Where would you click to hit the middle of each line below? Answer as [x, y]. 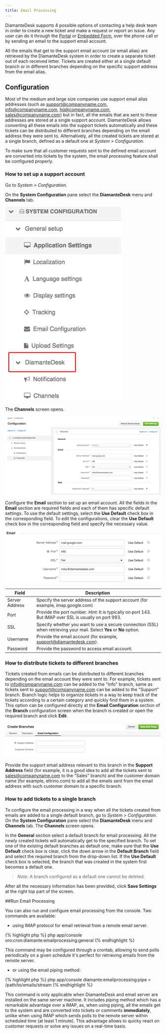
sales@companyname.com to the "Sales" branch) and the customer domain [83, 776]
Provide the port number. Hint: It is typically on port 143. [94, 612]
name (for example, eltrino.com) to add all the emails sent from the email [79, 781]
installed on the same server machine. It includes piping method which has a [83, 1000]
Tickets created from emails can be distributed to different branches [75, 674]
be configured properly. [29, 162]
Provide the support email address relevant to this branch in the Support [79, 765]
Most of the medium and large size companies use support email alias [76, 99]
